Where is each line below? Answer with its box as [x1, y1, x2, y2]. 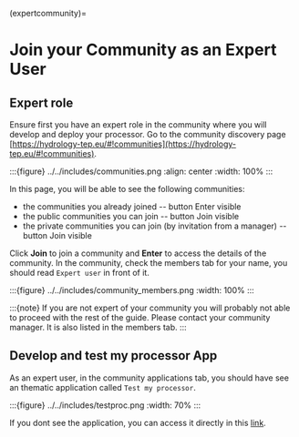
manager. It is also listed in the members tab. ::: [9, 322, 187, 332]
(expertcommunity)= [9, 8, 88, 18]
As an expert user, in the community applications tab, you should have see [9, 372, 290, 383]
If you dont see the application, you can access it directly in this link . [9, 417, 266, 428]
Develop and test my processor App [9, 348, 218, 363]
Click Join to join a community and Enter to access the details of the [9, 248, 267, 259]
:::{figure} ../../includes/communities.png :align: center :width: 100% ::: [9, 166, 273, 177]
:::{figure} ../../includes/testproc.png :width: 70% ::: [9, 400, 201, 411]
